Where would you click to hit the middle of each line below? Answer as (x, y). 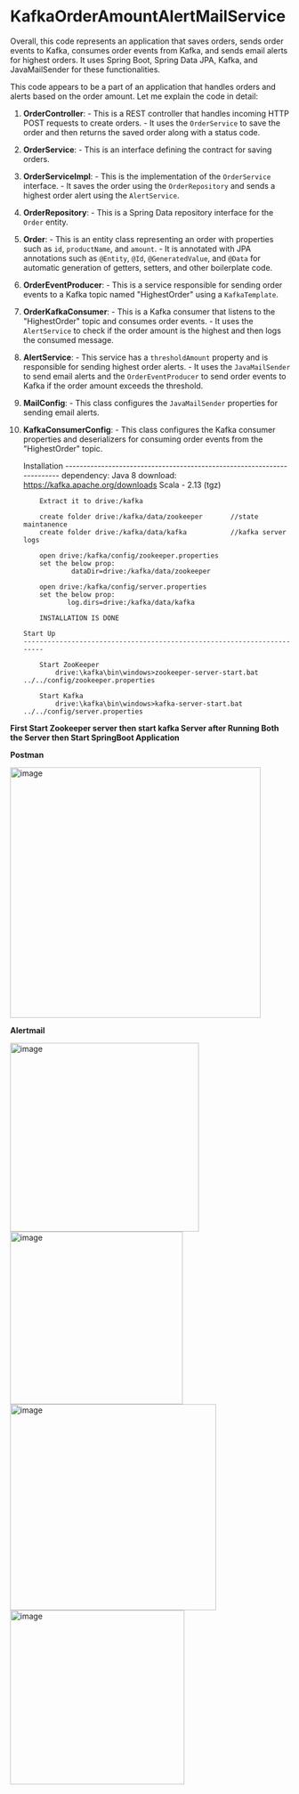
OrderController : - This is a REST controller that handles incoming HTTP (156, 113)
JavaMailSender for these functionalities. (85, 69)
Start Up (39, 633)
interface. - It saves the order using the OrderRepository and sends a (149, 185)
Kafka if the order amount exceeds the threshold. (113, 386)
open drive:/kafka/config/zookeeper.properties (129, 555)
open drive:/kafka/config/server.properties (123, 587)
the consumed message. (68, 339)
